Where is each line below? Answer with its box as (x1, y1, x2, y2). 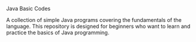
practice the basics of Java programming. (6, 29, 110, 36)
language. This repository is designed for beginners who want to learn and (6, 23, 191, 30)
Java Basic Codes (6, 5, 51, 12)
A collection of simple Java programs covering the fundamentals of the (6, 17, 182, 23)
